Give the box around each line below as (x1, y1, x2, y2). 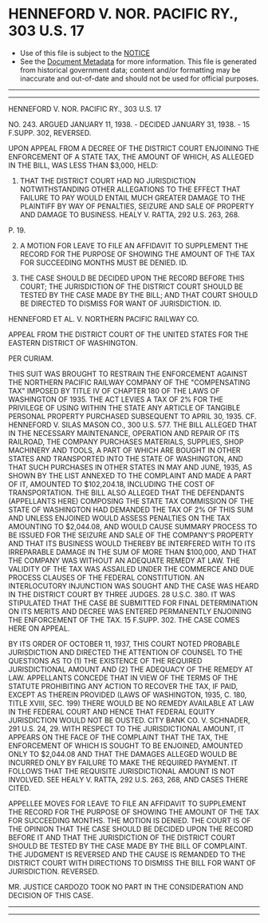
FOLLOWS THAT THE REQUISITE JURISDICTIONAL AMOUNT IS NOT (8, 766, 235, 775)
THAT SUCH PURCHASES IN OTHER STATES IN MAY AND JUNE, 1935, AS (8, 462, 253, 472)
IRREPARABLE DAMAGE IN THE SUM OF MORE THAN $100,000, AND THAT (8, 547, 257, 557)
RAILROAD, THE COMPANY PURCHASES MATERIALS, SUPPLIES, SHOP (8, 437, 244, 446)
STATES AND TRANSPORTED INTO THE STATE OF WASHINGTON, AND (8, 454, 243, 463)
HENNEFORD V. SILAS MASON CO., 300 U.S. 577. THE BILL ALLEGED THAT (8, 420, 258, 430)
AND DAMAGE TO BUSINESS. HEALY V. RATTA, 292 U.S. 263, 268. (19, 209, 240, 220)
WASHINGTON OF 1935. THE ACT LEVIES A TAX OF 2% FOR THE (8, 394, 223, 404)
